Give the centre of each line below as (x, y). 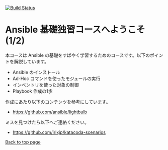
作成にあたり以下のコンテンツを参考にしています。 (58, 102)
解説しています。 (31, 61)
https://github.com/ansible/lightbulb (50, 112)
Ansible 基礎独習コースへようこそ (75, 30)
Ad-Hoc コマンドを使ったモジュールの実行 (56, 79)
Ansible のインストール (36, 72)
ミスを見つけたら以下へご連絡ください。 (47, 122)
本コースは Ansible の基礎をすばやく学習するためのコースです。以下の (77, 55)
